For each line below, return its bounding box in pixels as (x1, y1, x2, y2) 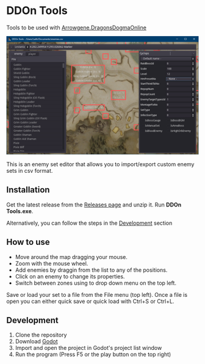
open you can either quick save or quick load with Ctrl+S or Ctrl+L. (6, 297, 174, 305)
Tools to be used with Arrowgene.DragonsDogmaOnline (6, 24, 146, 31)
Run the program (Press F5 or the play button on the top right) (15, 351, 171, 358)
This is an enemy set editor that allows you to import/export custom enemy (6, 161, 195, 168)
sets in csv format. (6, 167, 53, 175)
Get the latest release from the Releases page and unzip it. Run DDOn (6, 201, 182, 208)
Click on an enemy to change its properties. (15, 272, 125, 280)
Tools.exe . (6, 207, 34, 214)
